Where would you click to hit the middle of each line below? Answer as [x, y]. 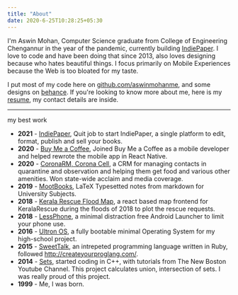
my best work [27, 120]
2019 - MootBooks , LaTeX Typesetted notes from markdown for [110, 186]
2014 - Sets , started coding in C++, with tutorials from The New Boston [122, 261]
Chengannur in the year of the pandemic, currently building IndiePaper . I [113, 48]
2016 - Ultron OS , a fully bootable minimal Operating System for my [116, 231]
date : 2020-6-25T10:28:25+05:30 [55, 21]
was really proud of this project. [64, 276]
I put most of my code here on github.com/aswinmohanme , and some [109, 84]
